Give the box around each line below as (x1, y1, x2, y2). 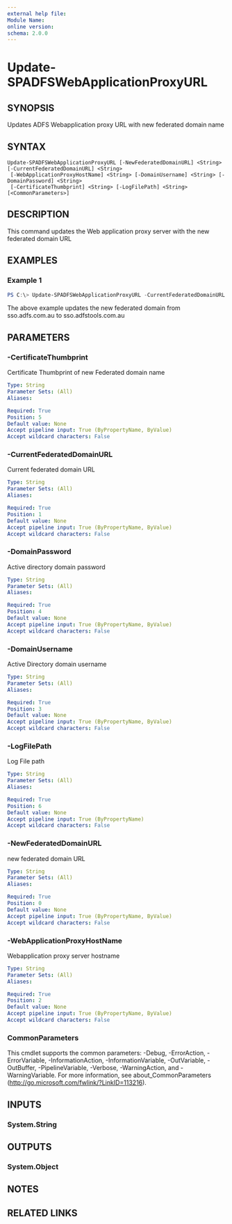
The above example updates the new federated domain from (7, 304, 181, 312)
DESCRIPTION (7, 208, 69, 220)
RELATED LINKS (7, 1207, 78, 1219)
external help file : (7, 10, 67, 17)
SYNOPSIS (7, 102, 55, 114)
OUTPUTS (7, 1140, 52, 1153)
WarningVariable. (7, 1071, 57, 1080)
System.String (7, 1120, 58, 1129)
